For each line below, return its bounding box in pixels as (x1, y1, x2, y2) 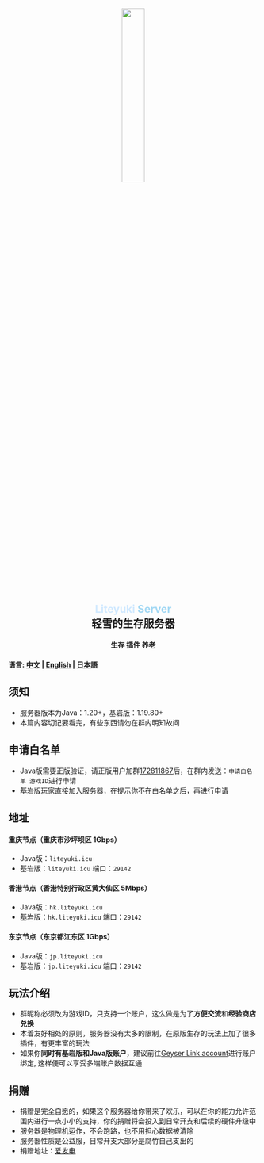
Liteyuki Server (94, 602, 172, 616)
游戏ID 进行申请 (29, 775, 77, 785)
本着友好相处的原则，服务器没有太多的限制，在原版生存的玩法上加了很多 (19, 1029, 256, 1039)
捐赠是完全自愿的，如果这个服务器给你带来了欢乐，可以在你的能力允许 (19, 1107, 250, 1116)
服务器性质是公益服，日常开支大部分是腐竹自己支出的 (19, 1136, 194, 1146)
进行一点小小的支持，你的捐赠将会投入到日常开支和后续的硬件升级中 (33, 1116, 256, 1126)
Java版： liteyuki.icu (19, 854, 93, 863)
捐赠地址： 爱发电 (19, 1146, 76, 1156)
